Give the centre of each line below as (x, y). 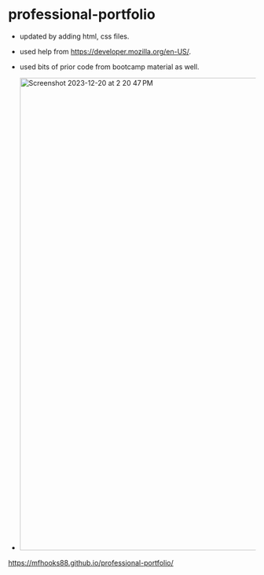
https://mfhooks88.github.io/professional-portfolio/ (91, 562)
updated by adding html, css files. (74, 36)
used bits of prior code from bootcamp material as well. (109, 66)
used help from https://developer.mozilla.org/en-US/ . (105, 51)
